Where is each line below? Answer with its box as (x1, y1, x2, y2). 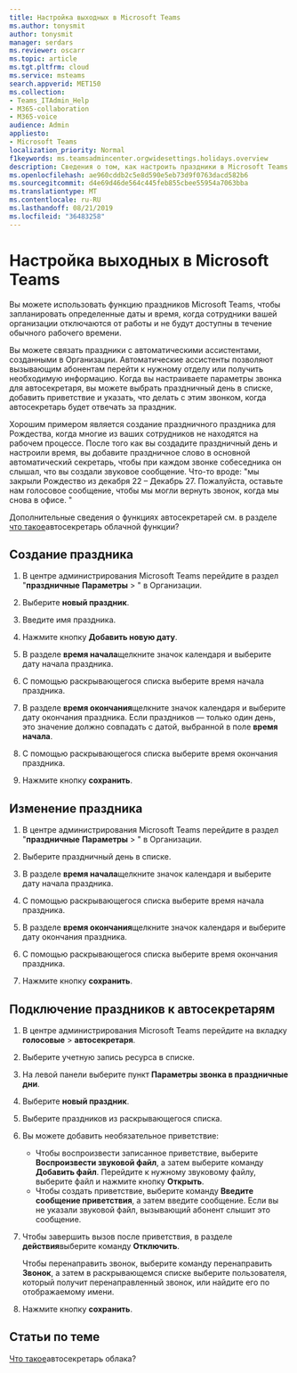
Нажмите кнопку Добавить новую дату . (21, 632, 178, 643)
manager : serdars (9, 37, 74, 47)
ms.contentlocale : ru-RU (9, 195, 101, 205)
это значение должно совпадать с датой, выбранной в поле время (21, 721, 278, 732)
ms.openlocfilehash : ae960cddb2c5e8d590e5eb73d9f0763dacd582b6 (9, 170, 249, 179)
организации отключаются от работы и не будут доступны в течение (9, 317, 273, 328)
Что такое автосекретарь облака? (9, 1352, 136, 1364)
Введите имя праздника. (21, 614, 116, 625)
